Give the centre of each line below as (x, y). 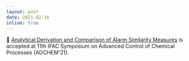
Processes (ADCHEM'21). (37, 53)
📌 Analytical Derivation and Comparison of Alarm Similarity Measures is (94, 40)
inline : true (22, 23)
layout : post (22, 12)
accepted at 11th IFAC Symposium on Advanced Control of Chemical (91, 46)
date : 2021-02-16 (28, 17)
